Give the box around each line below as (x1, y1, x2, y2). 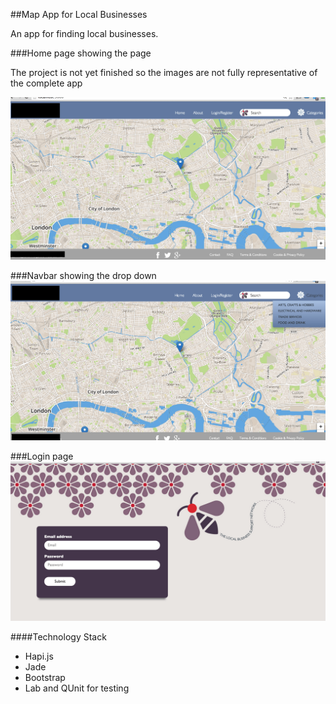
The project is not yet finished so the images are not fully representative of (10, 67, 318, 78)
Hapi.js (24, 650, 54, 663)
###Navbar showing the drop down (10, 270, 157, 282)
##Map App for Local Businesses (10, 9, 148, 20)
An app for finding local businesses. (10, 28, 159, 39)
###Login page (10, 450, 74, 463)
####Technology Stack (10, 631, 107, 643)
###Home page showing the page (10, 47, 152, 59)
